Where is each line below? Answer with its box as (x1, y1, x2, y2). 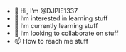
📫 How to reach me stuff (14, 37, 89, 45)
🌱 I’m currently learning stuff (14, 22, 98, 30)
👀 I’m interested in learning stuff (14, 14, 108, 22)
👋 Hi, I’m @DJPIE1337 (14, 7, 78, 15)
